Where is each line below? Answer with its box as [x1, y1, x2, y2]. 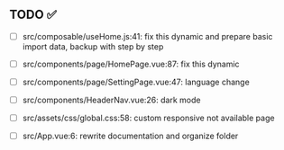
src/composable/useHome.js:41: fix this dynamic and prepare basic [22, 31, 273, 41]
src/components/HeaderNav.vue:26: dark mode [22, 94, 201, 105]
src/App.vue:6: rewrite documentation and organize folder [22, 130, 239, 142]
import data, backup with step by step [22, 40, 164, 52]
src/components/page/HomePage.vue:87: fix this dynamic [22, 58, 241, 69]
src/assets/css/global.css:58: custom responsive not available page [22, 112, 275, 124]
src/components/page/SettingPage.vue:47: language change [22, 76, 250, 87]
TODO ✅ [9, 7, 57, 22]
